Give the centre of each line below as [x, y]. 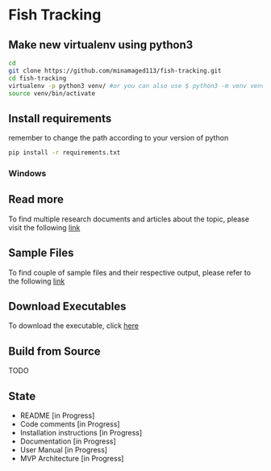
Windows [27, 173]
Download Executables [67, 306]
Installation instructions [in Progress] [81, 433]
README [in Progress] [57, 416]
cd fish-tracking [38, 78]
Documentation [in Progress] [68, 441]
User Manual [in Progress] [63, 450]
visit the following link [44, 227]
